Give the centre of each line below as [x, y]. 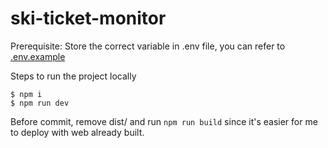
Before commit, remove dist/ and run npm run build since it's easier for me [164, 121]
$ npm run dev [40, 103]
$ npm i [26, 94]
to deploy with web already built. [77, 132]
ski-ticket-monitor [88, 18]
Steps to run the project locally [73, 76]
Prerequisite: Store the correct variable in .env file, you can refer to [148, 46]
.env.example [38, 56]
